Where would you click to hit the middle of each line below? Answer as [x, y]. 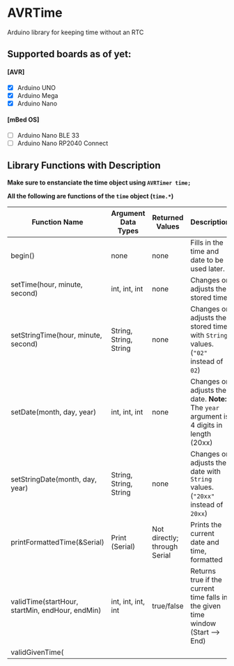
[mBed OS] [23, 120]
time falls [205, 597]
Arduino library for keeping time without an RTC [76, 32]
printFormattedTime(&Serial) [57, 542]
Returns [203, 571]
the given [206, 606]
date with [205, 471]
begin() [23, 255]
